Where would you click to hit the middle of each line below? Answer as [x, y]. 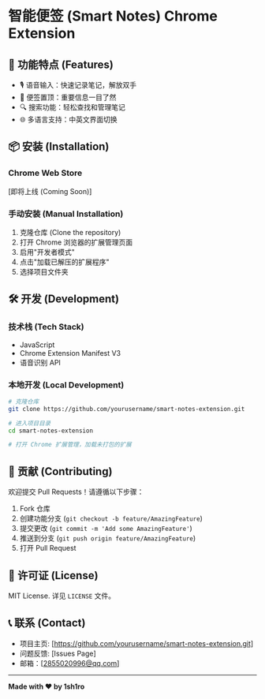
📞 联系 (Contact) [47, 623]
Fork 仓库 [35, 509]
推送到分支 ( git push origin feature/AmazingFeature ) [107, 538]
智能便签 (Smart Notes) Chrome [113, 16]
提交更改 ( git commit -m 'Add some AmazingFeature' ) [106, 529]
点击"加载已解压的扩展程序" [64, 262]
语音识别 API [40, 362]
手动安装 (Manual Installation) [66, 214]
